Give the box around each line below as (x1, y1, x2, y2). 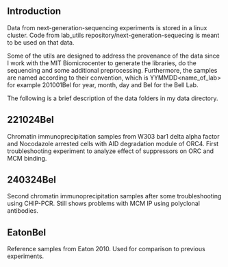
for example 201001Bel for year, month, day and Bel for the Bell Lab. (7, 80, 199, 89)
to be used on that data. (7, 38, 75, 47)
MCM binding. (7, 154, 47, 162)
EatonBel (7, 227, 47, 238)
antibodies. (7, 207, 39, 215)
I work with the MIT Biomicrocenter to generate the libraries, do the (7, 58, 197, 67)
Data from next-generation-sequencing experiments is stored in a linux (7, 23, 207, 32)
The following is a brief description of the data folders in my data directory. (7, 94, 218, 102)
